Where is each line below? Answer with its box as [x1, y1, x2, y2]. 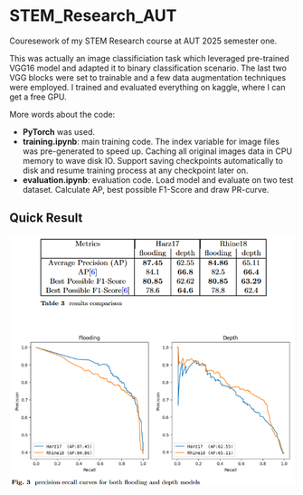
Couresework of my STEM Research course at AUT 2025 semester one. [9, 35, 278, 46]
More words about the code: [9, 109, 116, 119]
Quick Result [9, 210, 83, 226]
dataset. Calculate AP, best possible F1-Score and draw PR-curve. [22, 184, 270, 195]
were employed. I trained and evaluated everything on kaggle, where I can [9, 81, 286, 92]
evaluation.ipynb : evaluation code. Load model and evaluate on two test [22, 174, 294, 186]
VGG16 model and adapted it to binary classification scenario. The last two [9, 62, 288, 73]
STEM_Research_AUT [9, 5, 177, 26]
